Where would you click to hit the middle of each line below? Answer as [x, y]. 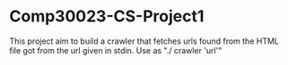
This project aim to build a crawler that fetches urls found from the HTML [144, 41]
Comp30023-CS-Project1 [107, 16]
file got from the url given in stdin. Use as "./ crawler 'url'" [116, 50]
